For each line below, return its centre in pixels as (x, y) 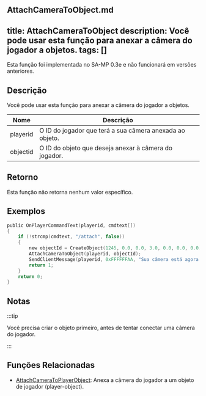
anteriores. (20, 71)
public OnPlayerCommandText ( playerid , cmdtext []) (72, 226)
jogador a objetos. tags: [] (57, 50)
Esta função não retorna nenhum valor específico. (70, 192)
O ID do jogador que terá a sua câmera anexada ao (112, 131)
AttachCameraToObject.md (60, 10)
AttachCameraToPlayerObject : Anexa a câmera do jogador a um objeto (105, 380)
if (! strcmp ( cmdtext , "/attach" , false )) (71, 237)
